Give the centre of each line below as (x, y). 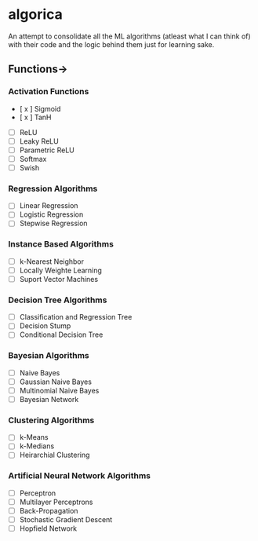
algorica (35, 15)
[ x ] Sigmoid (40, 108)
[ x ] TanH (36, 117)
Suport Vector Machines (59, 279)
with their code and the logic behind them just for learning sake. (111, 44)
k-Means (34, 437)
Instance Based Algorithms (61, 244)
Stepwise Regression (53, 223)
